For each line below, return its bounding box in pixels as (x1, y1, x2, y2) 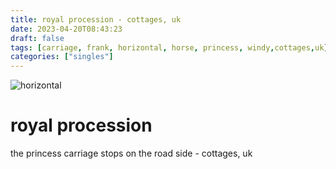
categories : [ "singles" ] (10, 52, 114, 62)
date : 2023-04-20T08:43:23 (10, 24, 123, 34)
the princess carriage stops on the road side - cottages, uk (10, 147, 253, 160)
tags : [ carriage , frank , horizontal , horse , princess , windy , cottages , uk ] (10, 42, 329, 53)
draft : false (10, 33, 65, 43)
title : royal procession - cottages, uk (10, 14, 182, 25)
